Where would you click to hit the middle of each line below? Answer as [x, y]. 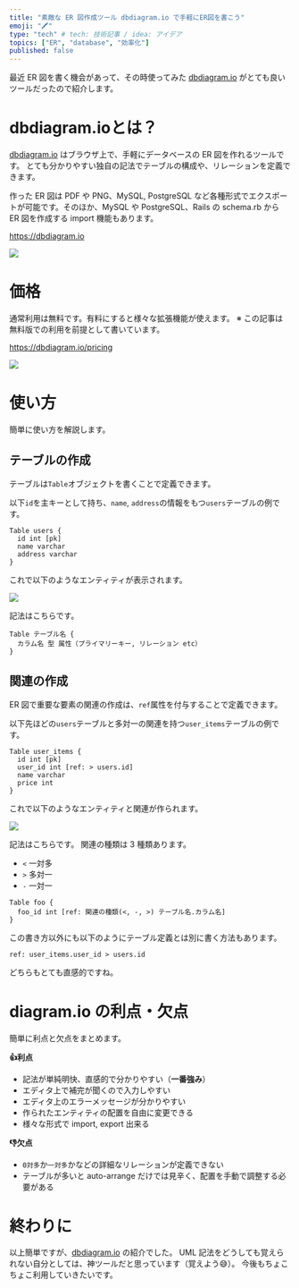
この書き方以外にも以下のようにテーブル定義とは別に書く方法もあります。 [145, 937]
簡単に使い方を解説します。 [60, 429]
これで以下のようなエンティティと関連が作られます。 [106, 808]
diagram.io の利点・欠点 [99, 1011]
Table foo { [31, 902]
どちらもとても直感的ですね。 [64, 972]
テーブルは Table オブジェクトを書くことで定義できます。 [112, 483]
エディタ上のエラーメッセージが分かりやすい [104, 1101]
